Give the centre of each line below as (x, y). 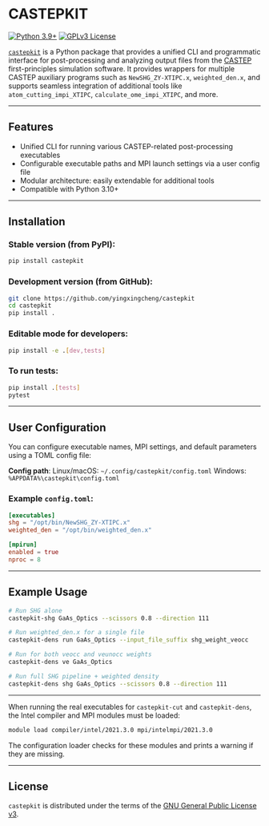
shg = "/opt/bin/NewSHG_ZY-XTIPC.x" (69, 523)
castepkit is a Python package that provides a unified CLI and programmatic (135, 51)
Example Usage (48, 592)
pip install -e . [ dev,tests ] (57, 350)
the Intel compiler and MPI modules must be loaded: (94, 715)
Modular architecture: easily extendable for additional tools (117, 180)
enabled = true (34, 553)
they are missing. (37, 754)
